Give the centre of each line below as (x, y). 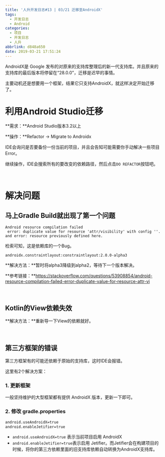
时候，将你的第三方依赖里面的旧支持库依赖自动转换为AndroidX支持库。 (85, 450)
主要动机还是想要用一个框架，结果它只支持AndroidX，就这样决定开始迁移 (80, 83)
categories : (17, 28)
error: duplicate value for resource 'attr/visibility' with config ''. (84, 232)
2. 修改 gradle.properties (35, 412)
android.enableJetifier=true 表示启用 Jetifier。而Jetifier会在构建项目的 (85, 443)
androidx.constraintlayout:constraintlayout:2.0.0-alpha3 (66, 255)
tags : (11, 14)
